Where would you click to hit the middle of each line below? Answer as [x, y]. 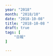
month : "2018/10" [23, 14]
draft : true [17, 28]
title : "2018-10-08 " [27, 23]
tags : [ [13, 32]
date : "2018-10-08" [25, 19]
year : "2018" [18, 10]
